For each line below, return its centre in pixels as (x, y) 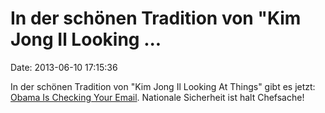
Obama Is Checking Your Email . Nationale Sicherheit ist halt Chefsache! (157, 97)
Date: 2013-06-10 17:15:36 (64, 67)
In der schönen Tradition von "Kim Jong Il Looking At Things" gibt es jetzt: (163, 86)
